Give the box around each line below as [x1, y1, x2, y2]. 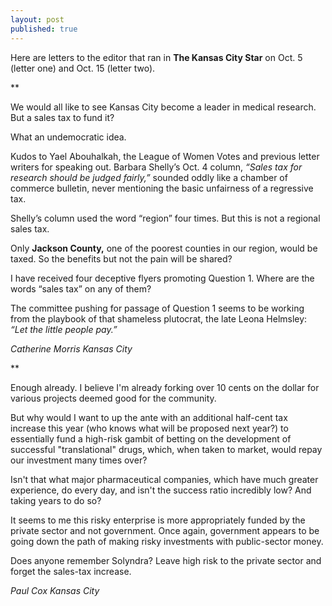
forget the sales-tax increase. [10, 565, 132, 577]
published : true [10, 24, 78, 34]
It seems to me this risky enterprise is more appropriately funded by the [10, 514, 306, 526]
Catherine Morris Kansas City [10, 342, 133, 355]
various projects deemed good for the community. [10, 392, 217, 404]
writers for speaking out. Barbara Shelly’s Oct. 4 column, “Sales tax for [10, 161, 303, 173]
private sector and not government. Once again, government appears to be [10, 524, 320, 536]
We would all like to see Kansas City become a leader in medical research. [10, 101, 317, 113]
